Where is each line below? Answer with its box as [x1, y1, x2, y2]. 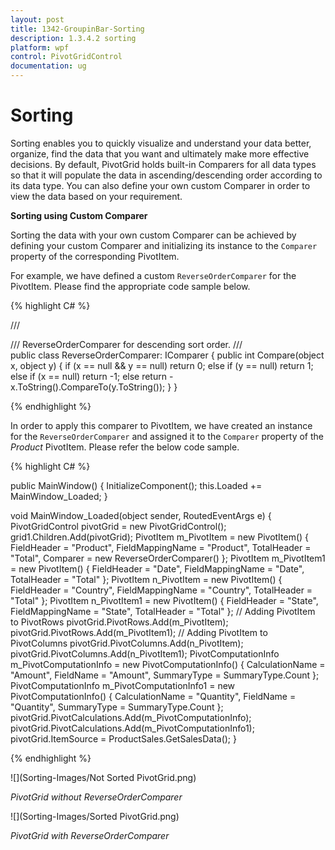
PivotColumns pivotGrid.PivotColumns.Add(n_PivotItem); [10, 637, 244, 649]
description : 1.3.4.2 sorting [10, 33, 137, 43]
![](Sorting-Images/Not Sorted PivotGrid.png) [10, 771, 197, 783]
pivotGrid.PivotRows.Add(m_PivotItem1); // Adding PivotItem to [10, 626, 268, 638]
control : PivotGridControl [10, 52, 123, 62]
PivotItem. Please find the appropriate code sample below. [10, 280, 251, 292]
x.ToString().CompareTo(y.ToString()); [10, 381, 166, 393]
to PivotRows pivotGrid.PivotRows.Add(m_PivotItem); [10, 616, 229, 628]
